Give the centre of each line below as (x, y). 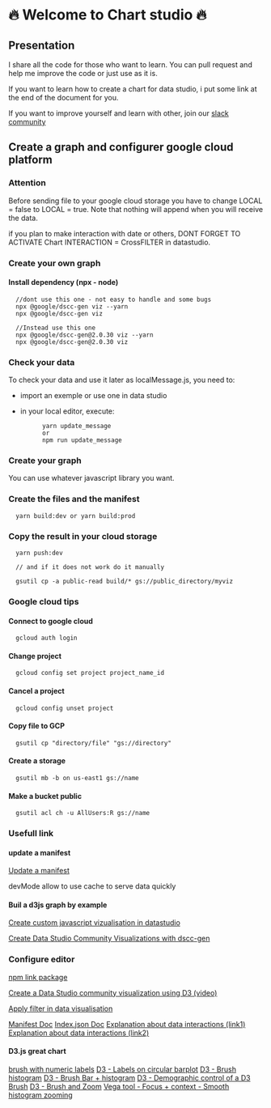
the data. (23, 218)
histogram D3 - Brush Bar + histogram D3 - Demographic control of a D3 (129, 1077)
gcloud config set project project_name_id (90, 673)
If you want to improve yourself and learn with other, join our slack (119, 113)
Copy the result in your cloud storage (83, 536)
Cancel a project (36, 690)
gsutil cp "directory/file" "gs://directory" (94, 743)
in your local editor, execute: (67, 411)
